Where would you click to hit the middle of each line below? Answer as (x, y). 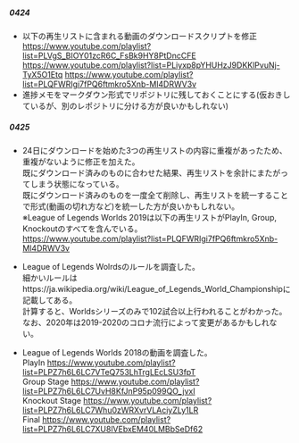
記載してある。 (50, 300)
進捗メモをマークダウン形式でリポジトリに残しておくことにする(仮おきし (156, 95)
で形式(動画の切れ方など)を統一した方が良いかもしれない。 (131, 206)
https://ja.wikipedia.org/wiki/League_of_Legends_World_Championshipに (156, 288)
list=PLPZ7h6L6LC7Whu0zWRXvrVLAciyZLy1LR (110, 410)
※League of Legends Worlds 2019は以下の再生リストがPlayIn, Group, (149, 217)
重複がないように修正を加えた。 (81, 162)
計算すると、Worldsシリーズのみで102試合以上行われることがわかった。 (154, 311)
